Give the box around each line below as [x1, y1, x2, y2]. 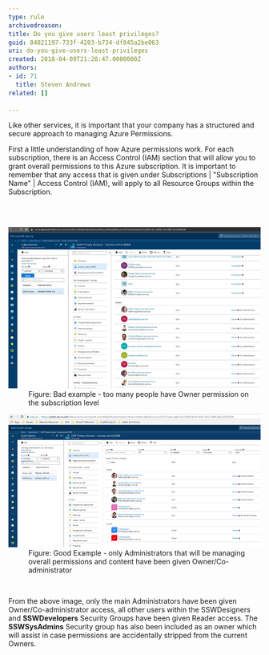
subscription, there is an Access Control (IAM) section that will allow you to [8, 153, 256, 163]
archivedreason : [8, 21, 62, 30]
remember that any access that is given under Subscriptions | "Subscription [8, 170, 259, 180]
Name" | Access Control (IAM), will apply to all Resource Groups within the [8, 179, 255, 188]
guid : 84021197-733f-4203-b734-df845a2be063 [8, 38, 159, 46]
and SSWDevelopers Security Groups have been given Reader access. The [8, 613, 258, 623]
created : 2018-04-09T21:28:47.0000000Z [8, 55, 142, 63]
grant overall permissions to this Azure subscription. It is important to [8, 161, 236, 172]
